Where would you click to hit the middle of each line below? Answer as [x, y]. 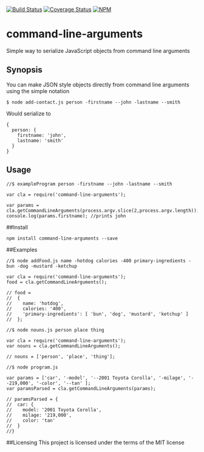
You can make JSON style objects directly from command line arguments [98, 85]
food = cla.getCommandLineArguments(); [57, 282]
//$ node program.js [32, 367]
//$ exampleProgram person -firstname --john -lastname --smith [89, 184]
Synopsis [24, 70]
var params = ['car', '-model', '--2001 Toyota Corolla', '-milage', [96, 378]
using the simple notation [38, 91]
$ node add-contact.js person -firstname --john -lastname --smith [93, 102]
